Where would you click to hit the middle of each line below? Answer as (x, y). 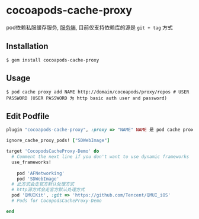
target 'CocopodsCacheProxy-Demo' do (53, 152)
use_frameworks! (31, 162)
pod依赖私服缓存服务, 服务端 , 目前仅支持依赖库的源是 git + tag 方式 (89, 27)
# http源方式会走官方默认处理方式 (48, 190)
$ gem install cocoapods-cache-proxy (53, 60)
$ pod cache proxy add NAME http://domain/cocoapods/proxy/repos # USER (98, 92)
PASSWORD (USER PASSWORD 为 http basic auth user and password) (87, 98)
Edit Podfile (28, 116)
